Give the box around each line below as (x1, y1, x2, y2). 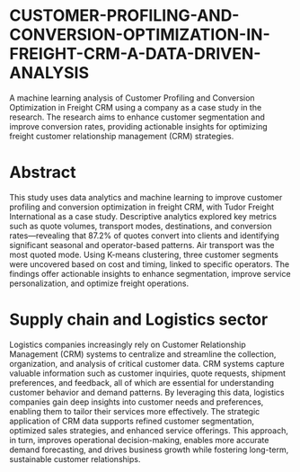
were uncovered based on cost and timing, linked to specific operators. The (9, 258, 290, 270)
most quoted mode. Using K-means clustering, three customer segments (9, 249, 278, 260)
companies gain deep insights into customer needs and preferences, (9, 396, 264, 407)
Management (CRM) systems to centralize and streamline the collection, (9, 348, 277, 360)
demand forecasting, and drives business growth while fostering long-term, (9, 444, 289, 455)
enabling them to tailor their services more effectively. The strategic (9, 405, 260, 416)
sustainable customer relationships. (9, 453, 141, 464)
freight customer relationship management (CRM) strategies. (9, 130, 234, 141)
